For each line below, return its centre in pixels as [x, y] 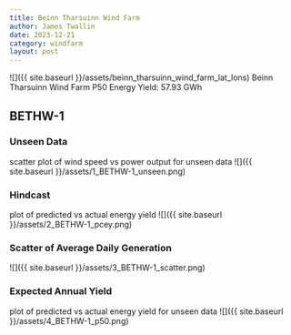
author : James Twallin [52, 26]
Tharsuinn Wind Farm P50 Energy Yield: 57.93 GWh [106, 87]
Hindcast [30, 195]
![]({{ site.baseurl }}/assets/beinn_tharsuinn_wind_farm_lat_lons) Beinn [141, 77]
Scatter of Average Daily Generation [91, 249]
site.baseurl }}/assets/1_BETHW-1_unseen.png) [98, 171]
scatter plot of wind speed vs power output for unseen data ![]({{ [131, 161]
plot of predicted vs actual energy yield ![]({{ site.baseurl [116, 215]
